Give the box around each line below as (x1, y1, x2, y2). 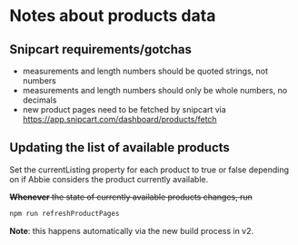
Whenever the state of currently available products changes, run (9, 191, 253, 202)
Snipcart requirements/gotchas (9, 42, 193, 57)
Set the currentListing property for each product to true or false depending (9, 164, 289, 175)
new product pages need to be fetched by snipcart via (22, 104, 227, 114)
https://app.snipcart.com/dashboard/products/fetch (22, 114, 217, 124)
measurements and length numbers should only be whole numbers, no (22, 85, 288, 95)
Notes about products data (9, 5, 216, 26)
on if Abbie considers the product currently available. (9, 173, 209, 184)
